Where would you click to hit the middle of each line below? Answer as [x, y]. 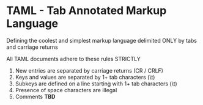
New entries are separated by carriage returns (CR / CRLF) [89, 70]
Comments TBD [35, 96]
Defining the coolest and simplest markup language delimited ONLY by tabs [102, 40]
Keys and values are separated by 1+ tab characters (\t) [85, 77]
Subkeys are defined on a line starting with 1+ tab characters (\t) [96, 84]
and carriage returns [32, 47]
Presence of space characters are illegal [66, 90]
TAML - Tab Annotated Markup [87, 11]
